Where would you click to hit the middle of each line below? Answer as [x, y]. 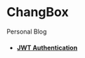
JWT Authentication [47, 48]
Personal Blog [27, 31]
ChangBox [38, 12]
